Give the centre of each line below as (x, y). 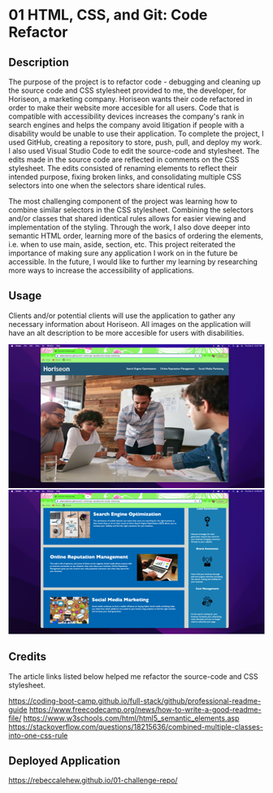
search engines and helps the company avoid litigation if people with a (126, 125)
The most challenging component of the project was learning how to (123, 201)
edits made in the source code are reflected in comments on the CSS (124, 159)
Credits (28, 657)
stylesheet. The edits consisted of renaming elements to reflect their (123, 168)
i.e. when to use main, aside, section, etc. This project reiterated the (122, 244)
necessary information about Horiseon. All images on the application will (130, 324)
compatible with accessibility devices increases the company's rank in (126, 116)
